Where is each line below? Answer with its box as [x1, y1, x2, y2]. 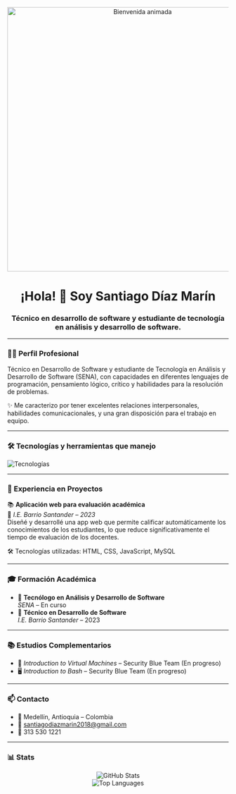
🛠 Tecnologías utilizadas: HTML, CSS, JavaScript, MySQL [7, 547, 176, 556]
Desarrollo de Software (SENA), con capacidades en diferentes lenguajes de [7, 372, 229, 381]
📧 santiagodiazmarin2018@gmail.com [17, 720, 127, 729]
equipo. [7, 416, 29, 425]
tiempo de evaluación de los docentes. [7, 533, 119, 542]
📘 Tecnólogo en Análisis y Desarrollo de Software [17, 593, 165, 601]
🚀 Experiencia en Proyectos [7, 484, 103, 494]
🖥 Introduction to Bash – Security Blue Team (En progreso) [17, 666, 187, 675]
